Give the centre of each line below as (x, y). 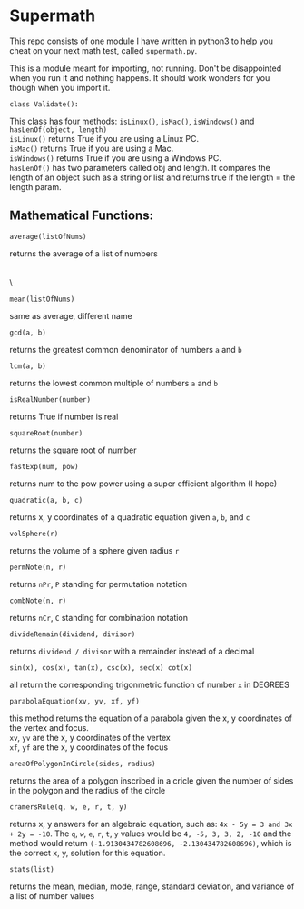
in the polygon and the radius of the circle (88, 790)
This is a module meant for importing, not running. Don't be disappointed (146, 68)
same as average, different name (71, 315)
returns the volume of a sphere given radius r (94, 550)
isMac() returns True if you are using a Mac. (92, 148)
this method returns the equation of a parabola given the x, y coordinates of (151, 718)
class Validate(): (44, 104)
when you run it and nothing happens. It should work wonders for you (140, 77)
